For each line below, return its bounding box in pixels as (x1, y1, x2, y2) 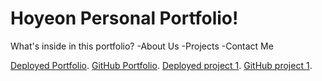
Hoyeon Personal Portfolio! (10, 7, 239, 30)
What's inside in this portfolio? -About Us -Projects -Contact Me (10, 40, 274, 52)
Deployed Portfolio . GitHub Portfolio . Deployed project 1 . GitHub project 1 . (10, 59, 313, 71)
